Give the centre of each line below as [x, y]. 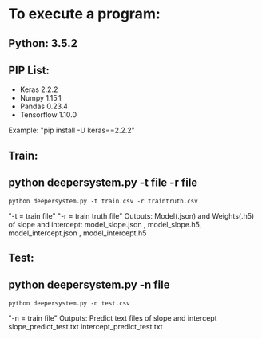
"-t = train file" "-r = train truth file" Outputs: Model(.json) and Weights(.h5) [131, 215]
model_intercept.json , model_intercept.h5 [77, 233]
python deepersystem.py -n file [89, 285]
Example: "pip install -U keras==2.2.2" [72, 130]
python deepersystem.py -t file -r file [103, 183]
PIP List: [29, 70]
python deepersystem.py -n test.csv [69, 303]
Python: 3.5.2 [43, 43]
